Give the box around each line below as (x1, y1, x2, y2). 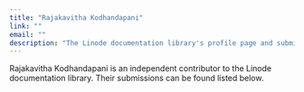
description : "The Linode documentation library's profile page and (9, 38, 273, 48)
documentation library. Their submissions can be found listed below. (9, 73, 264, 84)
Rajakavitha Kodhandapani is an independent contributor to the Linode (9, 63, 272, 74)
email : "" (9, 30, 47, 39)
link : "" (9, 22, 43, 31)
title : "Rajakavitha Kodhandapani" (9, 13, 144, 23)
